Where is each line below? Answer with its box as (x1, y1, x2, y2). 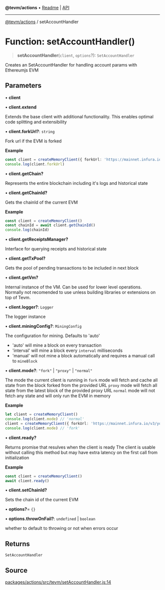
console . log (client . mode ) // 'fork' (5, 425, 80, 431)
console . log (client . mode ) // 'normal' (5, 416, 84, 421)
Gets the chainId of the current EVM (5, 199, 78, 205)
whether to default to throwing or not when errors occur (5, 525, 118, 531)
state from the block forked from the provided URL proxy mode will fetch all (5, 382, 158, 388)
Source (5, 566, 28, 574)
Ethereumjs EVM (5, 67, 39, 73)
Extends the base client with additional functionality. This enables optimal (5, 113, 154, 119)
